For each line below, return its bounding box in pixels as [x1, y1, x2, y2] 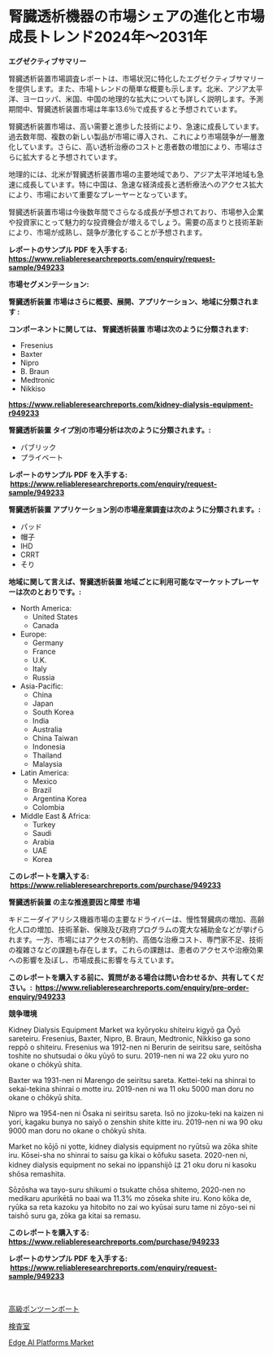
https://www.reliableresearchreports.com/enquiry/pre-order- [35, 983, 249, 992]
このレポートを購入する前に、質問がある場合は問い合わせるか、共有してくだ [8, 972, 264, 982]
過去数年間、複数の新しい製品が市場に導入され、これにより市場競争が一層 [8, 131, 258, 141]
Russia [32, 672, 55, 682]
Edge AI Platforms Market [8, 1337, 94, 1347]
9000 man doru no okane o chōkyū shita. [8, 1125, 147, 1135]
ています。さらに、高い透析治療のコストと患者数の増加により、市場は [22, 142, 256, 152]
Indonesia [32, 741, 66, 751]
